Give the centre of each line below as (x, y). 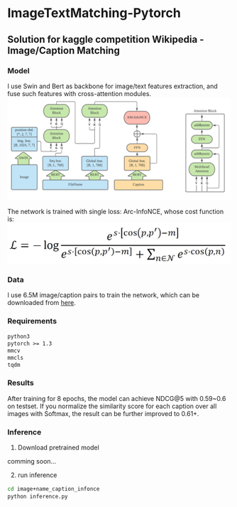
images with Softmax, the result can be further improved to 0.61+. (103, 413)
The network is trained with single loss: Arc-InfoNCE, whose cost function (116, 211)
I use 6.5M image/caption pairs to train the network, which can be (104, 295)
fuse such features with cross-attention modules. (79, 93)
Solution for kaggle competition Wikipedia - (106, 39)
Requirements (32, 321)
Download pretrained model (58, 447)
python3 (19, 337)
